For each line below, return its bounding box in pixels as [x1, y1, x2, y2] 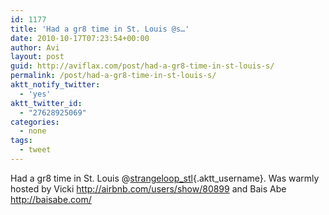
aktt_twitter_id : [10, 98, 83, 108]
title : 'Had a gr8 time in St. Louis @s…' [10, 24, 190, 34]
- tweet [19, 145, 52, 155]
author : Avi [10, 42, 60, 53]
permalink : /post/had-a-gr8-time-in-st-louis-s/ [10, 71, 217, 81]
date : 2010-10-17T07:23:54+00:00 [10, 33, 150, 43]
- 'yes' [19, 89, 52, 99]
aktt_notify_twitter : [10, 80, 101, 90]
